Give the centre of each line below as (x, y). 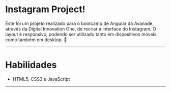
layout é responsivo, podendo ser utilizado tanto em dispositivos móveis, (81, 34)
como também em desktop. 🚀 (36, 40)
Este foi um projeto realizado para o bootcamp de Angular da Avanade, (80, 23)
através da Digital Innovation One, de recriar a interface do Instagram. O (81, 28)
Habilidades (31, 65)
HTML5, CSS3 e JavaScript (41, 79)
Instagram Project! (45, 9)
